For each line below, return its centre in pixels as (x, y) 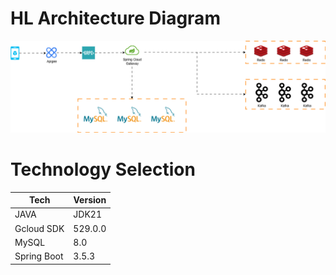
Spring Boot (39, 256)
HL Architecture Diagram (115, 18)
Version (90, 200)
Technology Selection (103, 169)
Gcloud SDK (39, 228)
